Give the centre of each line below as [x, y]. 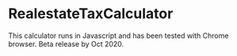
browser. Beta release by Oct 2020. [66, 43]
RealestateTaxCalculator [91, 14]
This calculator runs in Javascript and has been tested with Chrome [118, 35]
